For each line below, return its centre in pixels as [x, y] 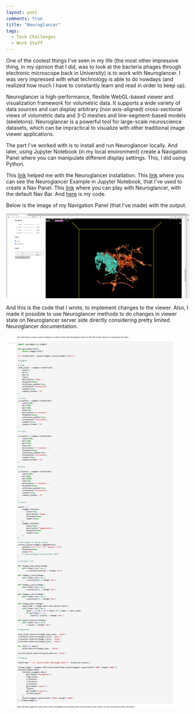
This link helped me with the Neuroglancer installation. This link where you [95, 175]
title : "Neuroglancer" [33, 25]
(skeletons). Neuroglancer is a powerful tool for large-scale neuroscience [94, 122]
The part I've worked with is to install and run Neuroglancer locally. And [92, 145]
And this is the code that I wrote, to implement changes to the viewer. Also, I [97, 308]
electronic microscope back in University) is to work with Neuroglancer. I [93, 73]
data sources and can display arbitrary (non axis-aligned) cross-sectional [94, 109]
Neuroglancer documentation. [42, 326]
